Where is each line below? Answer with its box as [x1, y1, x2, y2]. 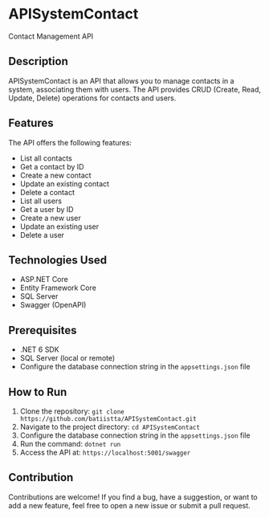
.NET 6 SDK [19, 345, 59, 354]
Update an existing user [19, 222, 99, 231]
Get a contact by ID [19, 161, 84, 171]
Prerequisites [8, 323, 77, 337]
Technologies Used [8, 253, 107, 267]
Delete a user [19, 230, 65, 239]
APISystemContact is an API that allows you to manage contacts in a [8, 75, 234, 85]
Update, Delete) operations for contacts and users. [8, 93, 177, 103]
